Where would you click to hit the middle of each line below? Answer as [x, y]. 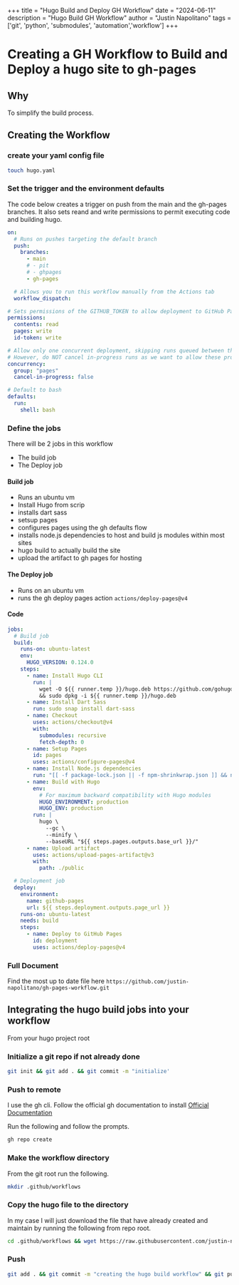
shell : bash [38, 410]
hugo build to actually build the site [69, 550]
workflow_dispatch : [43, 298]
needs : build [39, 921]
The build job [37, 458]
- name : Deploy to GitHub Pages [74, 934]
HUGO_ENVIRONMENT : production [84, 802]
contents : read [36, 325]
